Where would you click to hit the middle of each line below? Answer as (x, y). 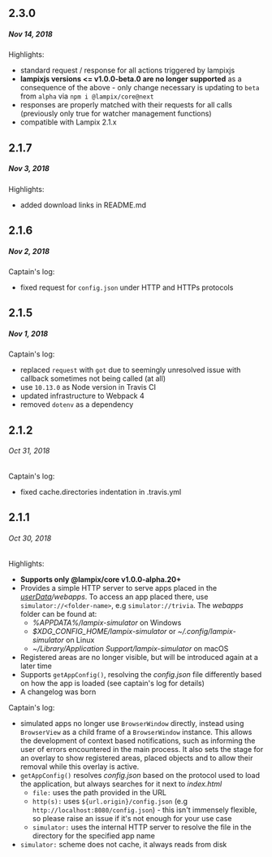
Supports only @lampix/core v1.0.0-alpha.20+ (100, 579)
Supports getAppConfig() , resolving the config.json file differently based (141, 674)
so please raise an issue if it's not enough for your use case (132, 818)
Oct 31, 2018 (29, 451)
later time (36, 666)
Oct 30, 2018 (30, 538)
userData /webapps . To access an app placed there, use (114, 597)
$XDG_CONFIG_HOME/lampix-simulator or (104, 631)
